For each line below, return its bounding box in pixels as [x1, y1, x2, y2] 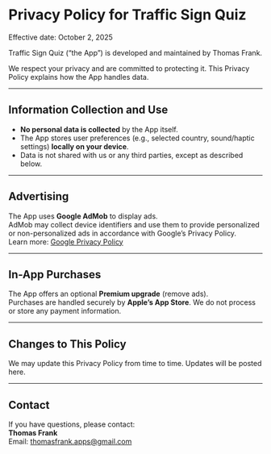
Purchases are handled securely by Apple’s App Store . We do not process [8, 298, 256, 307]
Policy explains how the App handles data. [8, 72, 149, 81]
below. [19, 159, 43, 169]
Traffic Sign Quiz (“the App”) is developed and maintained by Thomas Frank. [8, 48, 263, 57]
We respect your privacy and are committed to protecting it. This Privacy [8, 63, 250, 73]
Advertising [8, 190, 69, 203]
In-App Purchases [8, 268, 102, 281]
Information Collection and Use [8, 103, 169, 117]
